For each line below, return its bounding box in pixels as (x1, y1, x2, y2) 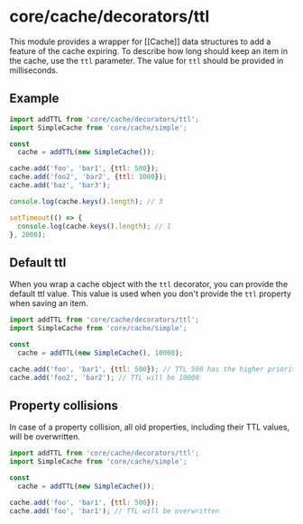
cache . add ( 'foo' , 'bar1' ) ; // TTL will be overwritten (9, 506, 220, 515)
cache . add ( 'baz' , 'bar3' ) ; (9, 181, 111, 190)
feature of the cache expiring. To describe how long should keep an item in (9, 45, 289, 56)
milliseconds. (9, 65, 59, 76)
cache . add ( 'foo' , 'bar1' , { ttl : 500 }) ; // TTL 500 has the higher (9, 365, 264, 374)
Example (9, 91, 60, 106)
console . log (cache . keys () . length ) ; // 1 (17, 221, 171, 230)
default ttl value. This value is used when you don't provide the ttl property (9, 288, 291, 299)
